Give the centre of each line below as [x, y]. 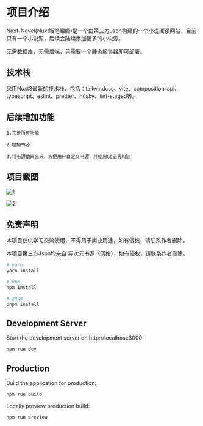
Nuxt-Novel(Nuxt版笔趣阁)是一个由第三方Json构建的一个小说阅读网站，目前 [101, 31]
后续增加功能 [30, 117]
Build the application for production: [51, 383]
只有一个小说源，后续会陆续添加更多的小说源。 [65, 38]
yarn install [23, 271]
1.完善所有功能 [23, 133]
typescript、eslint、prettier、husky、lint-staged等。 [72, 96]
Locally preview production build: [48, 406]
